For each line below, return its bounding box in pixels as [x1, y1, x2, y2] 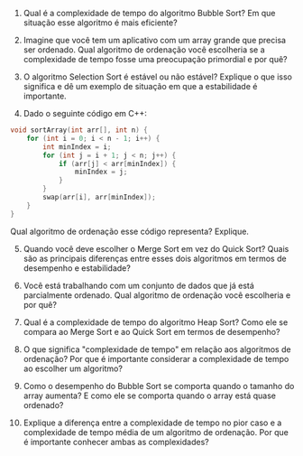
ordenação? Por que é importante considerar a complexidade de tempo [23, 353, 289, 364]
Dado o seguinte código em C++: [23, 108, 148, 118]
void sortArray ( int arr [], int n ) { [10, 126, 148, 135]
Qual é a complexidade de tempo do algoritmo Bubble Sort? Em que [23, 8, 276, 18]
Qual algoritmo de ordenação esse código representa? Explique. [10, 226, 249, 237]
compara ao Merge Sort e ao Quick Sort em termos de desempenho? [23, 326, 280, 337]
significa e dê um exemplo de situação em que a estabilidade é [23, 81, 258, 91]
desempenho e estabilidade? [23, 262, 132, 274]
